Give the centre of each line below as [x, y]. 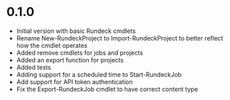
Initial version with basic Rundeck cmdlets [76, 31]
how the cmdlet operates [52, 45]
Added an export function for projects [70, 60]
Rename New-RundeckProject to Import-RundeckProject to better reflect [119, 38]
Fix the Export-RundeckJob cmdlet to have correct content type [107, 89]
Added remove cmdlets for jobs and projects [80, 53]
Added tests [34, 67]
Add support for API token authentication [75, 82]
